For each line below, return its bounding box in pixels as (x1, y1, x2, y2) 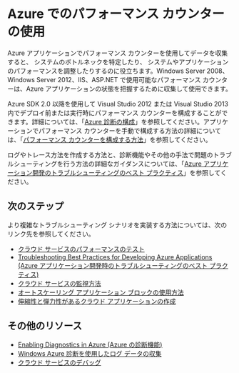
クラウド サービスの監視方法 (17, 279, 101, 287)
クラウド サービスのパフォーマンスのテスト (17, 244, 145, 253)
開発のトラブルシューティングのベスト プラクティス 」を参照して (31, 168, 221, 176)
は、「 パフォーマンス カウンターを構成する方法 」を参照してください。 (7, 135, 212, 144)
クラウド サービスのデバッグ (17, 358, 101, 367)
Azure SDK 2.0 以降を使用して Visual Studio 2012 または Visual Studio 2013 (7, 99, 229, 108)
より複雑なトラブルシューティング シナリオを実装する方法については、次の (7, 220, 228, 229)
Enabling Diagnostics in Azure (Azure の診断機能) (17, 340, 163, 349)
